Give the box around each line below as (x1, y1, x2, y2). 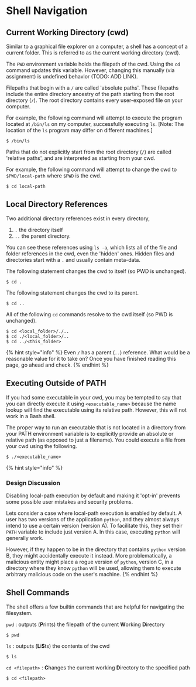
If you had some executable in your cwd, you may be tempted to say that (6, 394, 181, 401)
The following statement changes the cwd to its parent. (6, 289, 139, 296)
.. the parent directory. (14, 233, 71, 240)
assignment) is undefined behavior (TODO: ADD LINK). (6, 73, 139, 80)
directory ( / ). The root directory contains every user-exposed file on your (6, 97, 183, 104)
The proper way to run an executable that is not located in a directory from (6, 423, 186, 431)
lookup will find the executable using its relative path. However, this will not (6, 406, 187, 413)
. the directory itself (14, 226, 63, 233)
